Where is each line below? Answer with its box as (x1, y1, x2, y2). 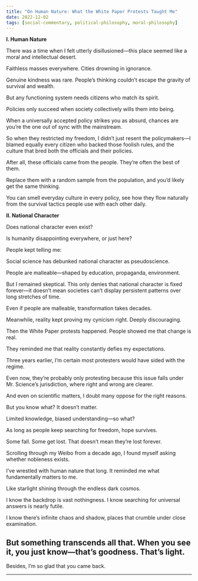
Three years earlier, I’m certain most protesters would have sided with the (6, 357, 185, 364)
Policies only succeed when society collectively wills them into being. (6, 106, 175, 113)
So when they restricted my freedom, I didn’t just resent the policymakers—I (6, 135, 191, 142)
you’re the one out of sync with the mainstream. (6, 124, 123, 131)
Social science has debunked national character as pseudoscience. (6, 258, 170, 265)
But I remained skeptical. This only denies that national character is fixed (6, 281, 183, 288)
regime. (6, 363, 25, 370)
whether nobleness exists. (6, 456, 70, 463)
